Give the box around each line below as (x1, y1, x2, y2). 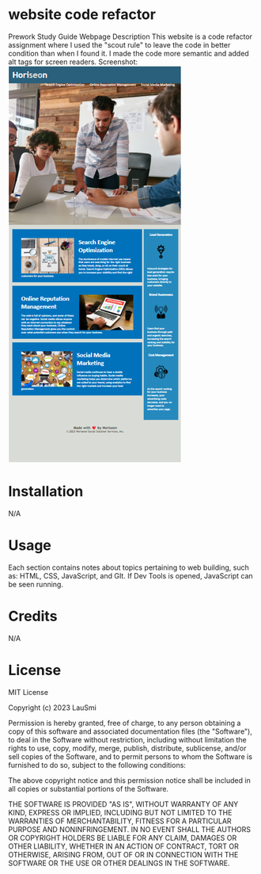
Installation (8, 483, 84, 501)
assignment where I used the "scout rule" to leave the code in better (8, 40, 231, 49)
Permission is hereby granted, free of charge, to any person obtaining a (8, 718, 241, 727)
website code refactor (8, 6, 157, 24)
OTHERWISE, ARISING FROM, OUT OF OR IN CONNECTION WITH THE (8, 849, 239, 859)
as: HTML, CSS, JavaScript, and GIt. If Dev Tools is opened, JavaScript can (8, 571, 253, 580)
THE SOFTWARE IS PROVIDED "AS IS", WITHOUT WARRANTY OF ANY (8, 799, 239, 809)
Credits (8, 608, 58, 625)
